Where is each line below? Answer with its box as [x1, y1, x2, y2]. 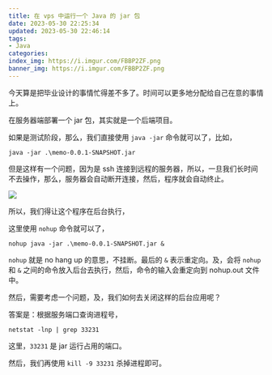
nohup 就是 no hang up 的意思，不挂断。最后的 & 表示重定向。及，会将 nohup [8, 254, 261, 264]
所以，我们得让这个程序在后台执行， [8, 206, 130, 215]
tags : [8, 34, 27, 43]
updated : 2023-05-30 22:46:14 [8, 27, 111, 35]
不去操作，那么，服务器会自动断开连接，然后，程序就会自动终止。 [8, 173, 228, 183]
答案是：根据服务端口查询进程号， [8, 309, 122, 319]
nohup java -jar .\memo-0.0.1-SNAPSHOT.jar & [8, 240, 164, 248]
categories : [8, 49, 49, 58]
